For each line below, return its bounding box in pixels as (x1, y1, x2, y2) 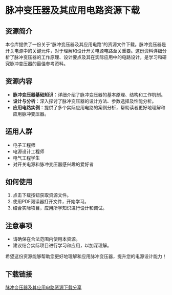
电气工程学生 (12, 154, 40, 161)
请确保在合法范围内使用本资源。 (12, 236, 80, 242)
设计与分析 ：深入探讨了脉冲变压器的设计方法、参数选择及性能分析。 (12, 98, 157, 104)
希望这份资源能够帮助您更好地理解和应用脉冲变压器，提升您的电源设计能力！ (5, 253, 167, 260)
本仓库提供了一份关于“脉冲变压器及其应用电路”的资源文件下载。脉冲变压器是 (5, 42, 166, 47)
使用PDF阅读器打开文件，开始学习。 (12, 199, 90, 205)
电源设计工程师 (12, 148, 45, 154)
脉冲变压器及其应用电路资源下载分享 (5, 284, 82, 290)
